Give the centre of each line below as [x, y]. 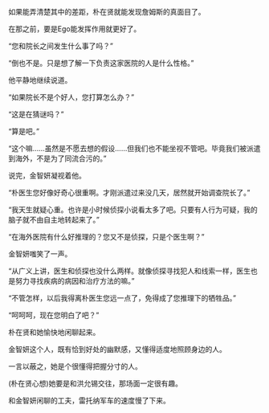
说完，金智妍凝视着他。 [47, 176]
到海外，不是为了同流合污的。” [57, 158]
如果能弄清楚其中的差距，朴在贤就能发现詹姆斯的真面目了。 [107, 12]
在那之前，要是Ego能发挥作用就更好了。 [75, 29]
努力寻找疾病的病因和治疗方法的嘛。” [75, 281]
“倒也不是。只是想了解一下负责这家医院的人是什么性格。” [101, 63]
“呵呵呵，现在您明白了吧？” [54, 315]
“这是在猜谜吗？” [36, 114]
